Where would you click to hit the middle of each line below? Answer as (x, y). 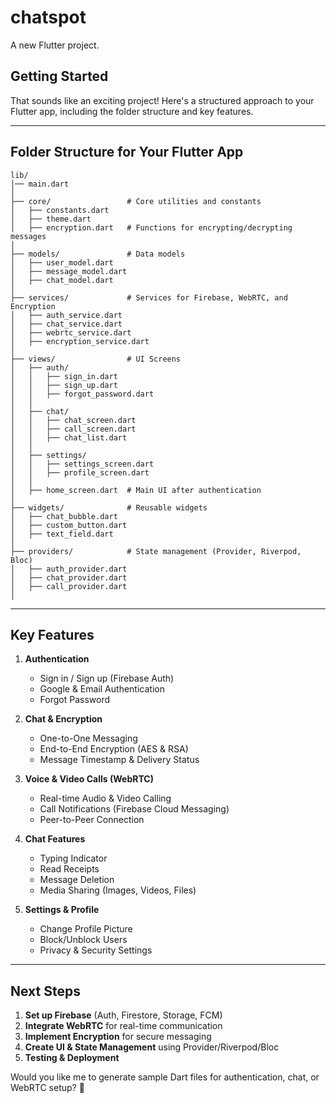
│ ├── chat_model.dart (62, 280)
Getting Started (59, 76)
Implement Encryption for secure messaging (118, 1037)
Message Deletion (77, 880)
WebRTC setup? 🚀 (47, 1088)
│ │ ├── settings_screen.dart (82, 464)
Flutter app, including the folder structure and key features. (132, 111)
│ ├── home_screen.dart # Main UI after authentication (136, 490)
